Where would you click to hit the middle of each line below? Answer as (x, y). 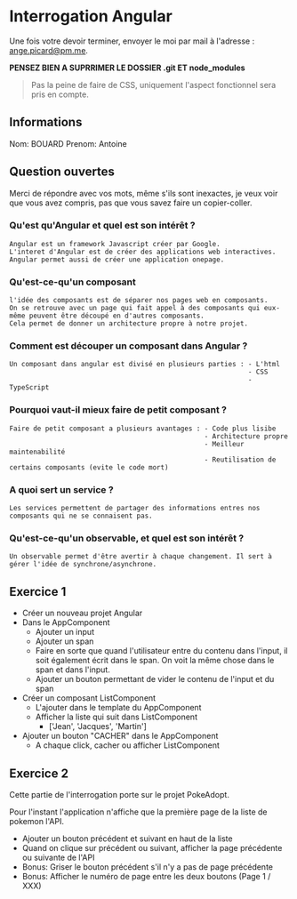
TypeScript (29, 388)
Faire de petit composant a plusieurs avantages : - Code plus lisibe (143, 429)
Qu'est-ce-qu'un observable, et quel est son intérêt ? (127, 538)
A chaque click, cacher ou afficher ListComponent (128, 745)
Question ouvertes (62, 172)
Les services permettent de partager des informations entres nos (135, 509)
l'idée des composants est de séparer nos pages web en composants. (139, 301)
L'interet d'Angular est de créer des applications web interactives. (143, 252)
